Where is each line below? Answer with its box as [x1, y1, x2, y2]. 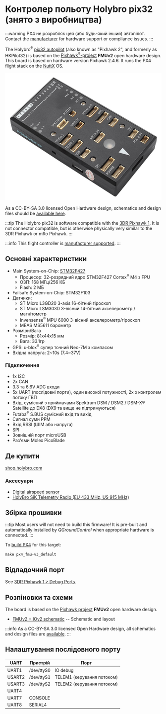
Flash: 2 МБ [19, 284, 44, 290]
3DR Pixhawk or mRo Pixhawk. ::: [5, 230, 73, 237]
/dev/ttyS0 [29, 667, 51, 673]
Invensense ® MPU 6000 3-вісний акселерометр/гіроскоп [19, 316, 140, 323]
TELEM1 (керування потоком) [55, 674, 118, 680]
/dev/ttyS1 [29, 674, 51, 680]
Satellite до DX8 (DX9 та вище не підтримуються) [12, 405, 116, 411]
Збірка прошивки [5, 508, 62, 517]
